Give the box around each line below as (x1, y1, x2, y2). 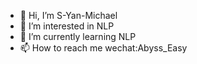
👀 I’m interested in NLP (19, 20, 115, 32)
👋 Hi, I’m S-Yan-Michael (19, 10, 118, 21)
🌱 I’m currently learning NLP (19, 31, 137, 42)
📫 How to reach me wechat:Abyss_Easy (19, 42, 188, 54)
